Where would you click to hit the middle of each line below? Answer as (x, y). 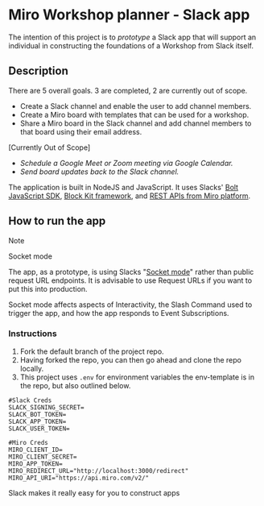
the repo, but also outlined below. (75, 385)
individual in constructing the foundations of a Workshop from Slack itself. (131, 45)
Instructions (33, 334)
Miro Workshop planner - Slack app (129, 15)
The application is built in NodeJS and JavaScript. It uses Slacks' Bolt (124, 187)
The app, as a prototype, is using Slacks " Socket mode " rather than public (131, 272)
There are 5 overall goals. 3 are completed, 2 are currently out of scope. (128, 90)
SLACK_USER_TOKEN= (39, 429)
